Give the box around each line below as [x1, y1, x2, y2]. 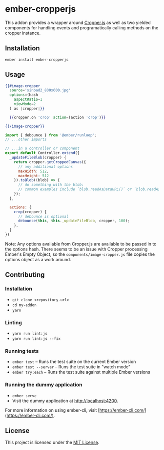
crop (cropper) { [14, 209, 47, 214]
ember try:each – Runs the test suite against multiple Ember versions [12, 369, 150, 375]
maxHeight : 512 [18, 173, 49, 178]
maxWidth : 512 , [18, 169, 49, 174]
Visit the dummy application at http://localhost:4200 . [12, 398, 118, 404]
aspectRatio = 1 [14, 97, 42, 102]
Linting [5, 319, 22, 326]
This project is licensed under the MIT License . [5, 439, 100, 446]
